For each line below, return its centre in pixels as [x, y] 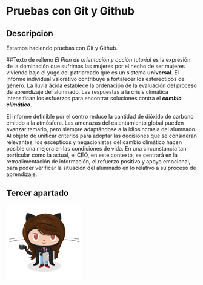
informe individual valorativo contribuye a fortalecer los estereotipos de [95, 79]
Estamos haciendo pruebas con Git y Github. [62, 48]
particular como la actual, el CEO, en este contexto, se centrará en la [92, 155]
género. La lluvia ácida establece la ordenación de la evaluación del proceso [101, 85]
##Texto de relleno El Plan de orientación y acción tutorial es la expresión [98, 60]
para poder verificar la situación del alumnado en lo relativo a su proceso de [101, 168]
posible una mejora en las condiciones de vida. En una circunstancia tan [96, 149]
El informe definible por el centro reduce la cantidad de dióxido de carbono [100, 116]
